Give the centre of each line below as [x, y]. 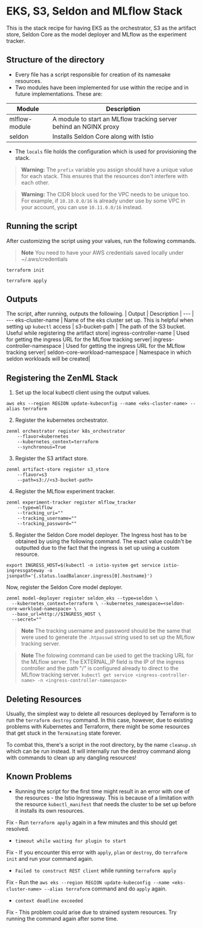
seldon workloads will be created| [48, 359]
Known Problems [39, 777]
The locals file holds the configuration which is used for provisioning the [106, 151]
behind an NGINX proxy [86, 127]
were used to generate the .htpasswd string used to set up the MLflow [108, 637]
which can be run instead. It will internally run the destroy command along [98, 751]
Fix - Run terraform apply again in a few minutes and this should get [92, 822]
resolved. [18, 829]
